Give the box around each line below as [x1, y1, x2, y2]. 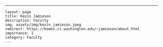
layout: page [5, 10, 32, 15]
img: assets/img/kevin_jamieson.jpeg [5, 22, 81, 27]
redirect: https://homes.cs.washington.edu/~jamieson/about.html [5, 27, 140, 31]
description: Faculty [5, 18, 49, 23]
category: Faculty [5, 35, 42, 40]
